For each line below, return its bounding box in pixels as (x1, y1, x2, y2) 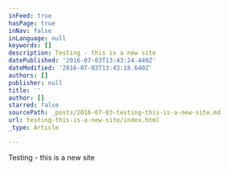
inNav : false (8, 26, 52, 34)
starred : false (8, 101, 59, 109)
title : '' (8, 86, 42, 95)
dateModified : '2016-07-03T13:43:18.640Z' (8, 64, 153, 72)
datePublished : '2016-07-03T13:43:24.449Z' (8, 57, 157, 65)
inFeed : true (8, 11, 52, 20)
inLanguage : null (8, 34, 67, 42)
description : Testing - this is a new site (8, 49, 157, 57)
